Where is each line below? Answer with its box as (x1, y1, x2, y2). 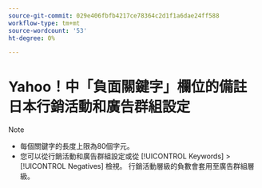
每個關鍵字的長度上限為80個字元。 (19, 142, 134, 151)
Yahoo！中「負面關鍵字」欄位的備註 (8, 78, 248, 96)
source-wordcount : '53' (8, 26, 88, 34)
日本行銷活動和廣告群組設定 (8, 98, 191, 116)
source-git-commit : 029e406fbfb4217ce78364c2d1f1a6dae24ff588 (8, 11, 220, 20)
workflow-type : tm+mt (8, 19, 81, 27)
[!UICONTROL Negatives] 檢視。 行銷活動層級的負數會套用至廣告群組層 (19, 162, 255, 171)
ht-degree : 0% (8, 34, 56, 42)
